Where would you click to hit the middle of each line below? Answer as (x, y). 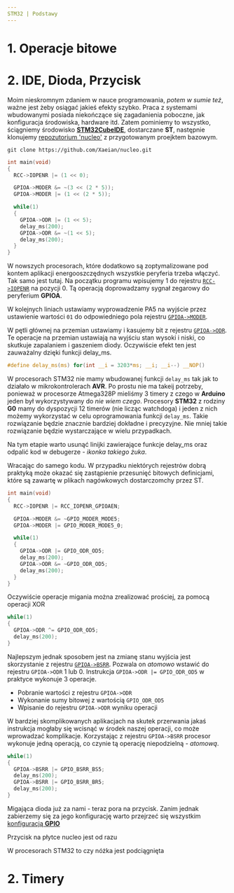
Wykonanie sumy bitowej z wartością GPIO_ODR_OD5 (91, 700)
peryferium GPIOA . (35, 296)
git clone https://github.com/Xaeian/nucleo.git (80, 150)
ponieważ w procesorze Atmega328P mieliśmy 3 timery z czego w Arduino (116, 394)
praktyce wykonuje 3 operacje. (52, 679)
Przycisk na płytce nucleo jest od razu (62, 837)
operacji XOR (26, 604)
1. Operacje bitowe (62, 48)
